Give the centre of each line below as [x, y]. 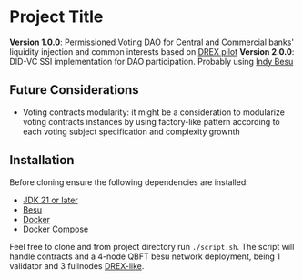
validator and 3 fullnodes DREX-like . [77, 265]
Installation [42, 160]
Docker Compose [56, 229]
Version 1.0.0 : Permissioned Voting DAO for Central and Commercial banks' [151, 42]
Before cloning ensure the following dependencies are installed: [129, 182]
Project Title [56, 17]
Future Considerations [74, 90]
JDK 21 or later [50, 200]
